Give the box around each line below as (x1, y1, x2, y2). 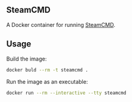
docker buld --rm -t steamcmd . (6, 67, 88, 73)
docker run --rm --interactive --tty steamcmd (6, 90, 127, 96)
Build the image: (6, 55, 47, 62)
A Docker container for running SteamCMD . (6, 21, 116, 28)
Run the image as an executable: (6, 78, 88, 85)
